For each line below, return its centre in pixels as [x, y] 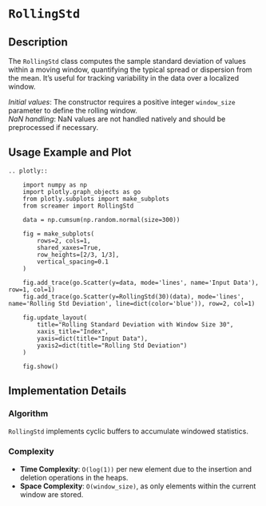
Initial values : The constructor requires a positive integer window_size [122, 102]
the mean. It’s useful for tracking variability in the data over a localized [124, 78]
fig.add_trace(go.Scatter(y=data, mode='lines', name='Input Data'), [141, 283]
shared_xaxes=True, [69, 247]
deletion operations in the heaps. [74, 477]
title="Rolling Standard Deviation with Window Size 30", [135, 324]
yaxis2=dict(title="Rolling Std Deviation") [112, 346]
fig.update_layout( [55, 318]
